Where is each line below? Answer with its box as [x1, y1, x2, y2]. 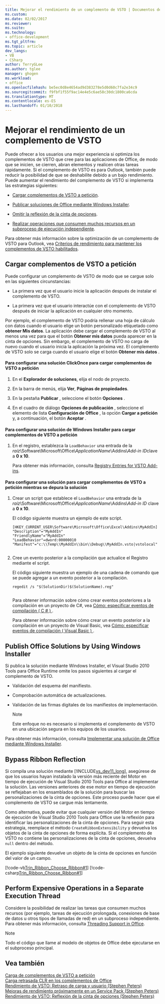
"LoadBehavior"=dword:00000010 [12, 538, 77, 543]
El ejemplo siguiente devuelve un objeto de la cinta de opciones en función [5, 850, 157, 856]
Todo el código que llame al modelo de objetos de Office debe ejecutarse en [5, 940, 160, 945]
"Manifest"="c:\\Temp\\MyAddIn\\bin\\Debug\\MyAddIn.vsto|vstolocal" [12, 542, 158, 547]
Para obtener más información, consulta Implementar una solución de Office [5, 736, 160, 742]
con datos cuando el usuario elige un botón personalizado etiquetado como [5, 323, 158, 329]
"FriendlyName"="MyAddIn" [12, 533, 65, 539]
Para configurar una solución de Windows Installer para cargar [5, 426, 136, 432]
